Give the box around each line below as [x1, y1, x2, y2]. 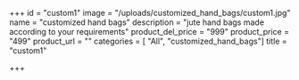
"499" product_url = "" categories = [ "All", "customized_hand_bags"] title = [9, 36, 287, 46]
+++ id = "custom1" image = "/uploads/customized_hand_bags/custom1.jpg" [9, 8, 291, 18]
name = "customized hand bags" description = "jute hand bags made [9, 17, 265, 28]
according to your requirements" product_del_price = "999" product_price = [9, 27, 290, 36]
